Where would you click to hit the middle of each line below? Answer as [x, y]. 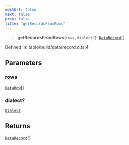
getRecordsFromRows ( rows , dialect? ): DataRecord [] [71, 38]
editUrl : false [21, 10]
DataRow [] [15, 88]
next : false [17, 14]
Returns [18, 126]
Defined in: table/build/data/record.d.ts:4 [47, 47]
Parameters [24, 63]
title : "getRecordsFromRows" [35, 24]
